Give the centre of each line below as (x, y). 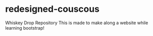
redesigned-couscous (52, 9)
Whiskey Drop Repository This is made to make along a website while (77, 23)
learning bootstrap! (25, 28)
